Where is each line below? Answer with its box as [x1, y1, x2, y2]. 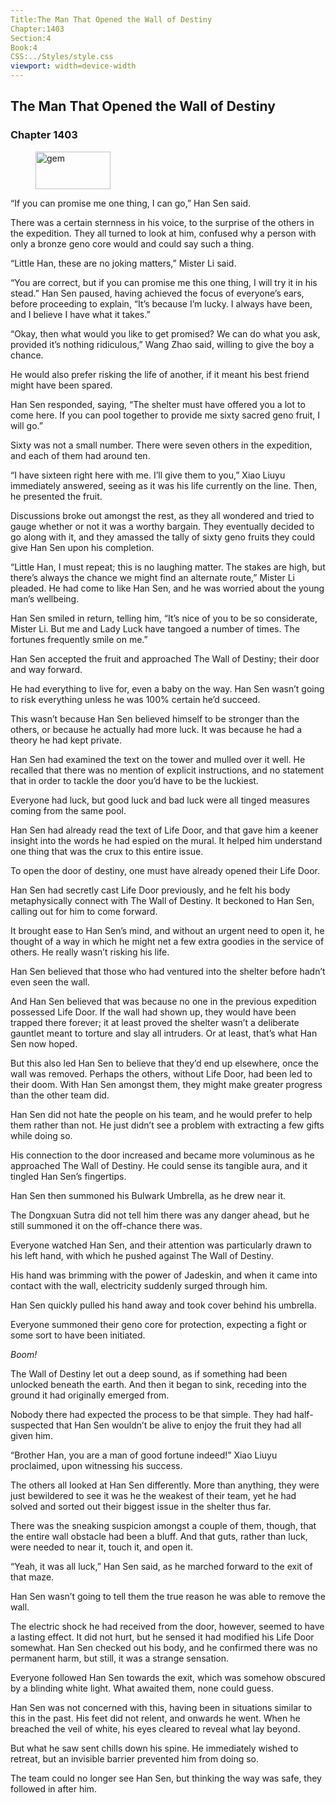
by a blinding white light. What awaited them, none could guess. [10, 1682, 274, 1694]
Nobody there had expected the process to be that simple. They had [10, 1408, 292, 1420]
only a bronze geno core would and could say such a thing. [10, 237, 255, 250]
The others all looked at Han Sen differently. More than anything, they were [10, 1479, 320, 1491]
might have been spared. [10, 379, 113, 391]
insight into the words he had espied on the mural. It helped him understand [10, 834, 323, 846]
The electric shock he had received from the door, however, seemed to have [10, 1620, 325, 1632]
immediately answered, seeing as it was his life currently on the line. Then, [10, 479, 318, 491]
